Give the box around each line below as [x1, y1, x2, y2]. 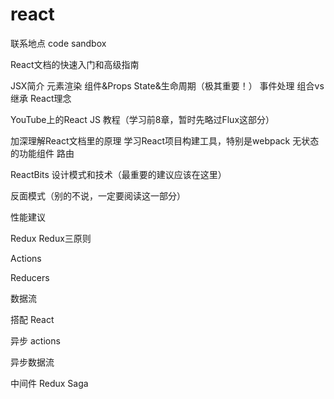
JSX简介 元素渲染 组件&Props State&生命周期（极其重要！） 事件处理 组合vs [10, 79, 325, 92]
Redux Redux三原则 [10, 232, 92, 244]
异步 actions [10, 334, 61, 347]
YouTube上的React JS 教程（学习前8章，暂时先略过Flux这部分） [10, 113, 275, 125]
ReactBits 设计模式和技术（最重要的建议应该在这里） [10, 168, 227, 180]
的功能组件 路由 [10, 147, 75, 159]
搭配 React [10, 313, 55, 325]
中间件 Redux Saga [10, 377, 89, 389]
